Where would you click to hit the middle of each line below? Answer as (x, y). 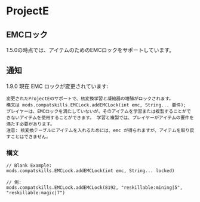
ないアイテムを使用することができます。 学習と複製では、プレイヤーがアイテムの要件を (102, 118)
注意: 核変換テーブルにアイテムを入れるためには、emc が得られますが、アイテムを (93, 130)
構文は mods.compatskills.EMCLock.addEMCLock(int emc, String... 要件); (96, 105)
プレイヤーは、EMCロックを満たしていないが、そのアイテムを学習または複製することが (96, 111)
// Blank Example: (29, 166)
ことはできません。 (30, 137)
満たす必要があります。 (30, 124)
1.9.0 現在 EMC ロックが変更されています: (57, 86)
